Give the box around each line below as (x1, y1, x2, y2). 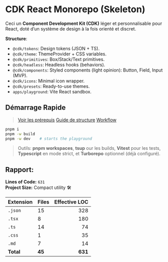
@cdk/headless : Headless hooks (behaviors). (12, 61, 105, 68)
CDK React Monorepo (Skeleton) (5, 4, 146, 15)
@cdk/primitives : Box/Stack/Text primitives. (12, 56, 105, 62)
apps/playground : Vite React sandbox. (12, 88, 92, 94)
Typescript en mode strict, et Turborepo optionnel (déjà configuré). (17, 151, 161, 157)
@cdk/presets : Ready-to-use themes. (12, 83, 90, 89)
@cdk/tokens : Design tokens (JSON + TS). (12, 45, 100, 51)
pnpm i (5, 126, 19, 132)
